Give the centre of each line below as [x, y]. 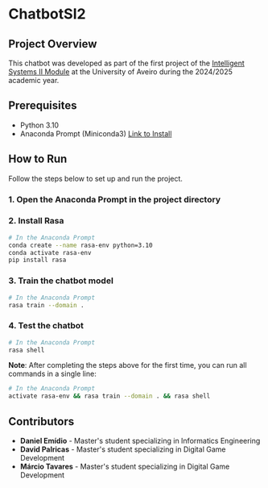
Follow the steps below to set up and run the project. [96, 178]
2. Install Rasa [36, 221]
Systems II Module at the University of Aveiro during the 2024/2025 [121, 72]
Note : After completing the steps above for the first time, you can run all [128, 365]
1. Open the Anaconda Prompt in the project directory [115, 199]
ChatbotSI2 [47, 14]
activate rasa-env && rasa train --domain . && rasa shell [109, 396]
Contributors [41, 421]
